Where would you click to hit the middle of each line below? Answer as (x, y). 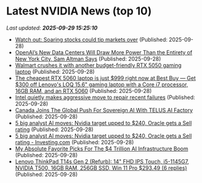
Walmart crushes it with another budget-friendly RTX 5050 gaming (98, 65)
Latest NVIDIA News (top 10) (79, 11)
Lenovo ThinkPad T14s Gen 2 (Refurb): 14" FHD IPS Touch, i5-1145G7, (102, 161)
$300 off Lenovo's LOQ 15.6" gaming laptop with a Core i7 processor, (102, 84)
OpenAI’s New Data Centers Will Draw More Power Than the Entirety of (103, 52)
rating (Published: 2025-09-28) (54, 129)
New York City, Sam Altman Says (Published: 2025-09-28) (88, 59)
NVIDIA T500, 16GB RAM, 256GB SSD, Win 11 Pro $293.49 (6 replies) (101, 168)
